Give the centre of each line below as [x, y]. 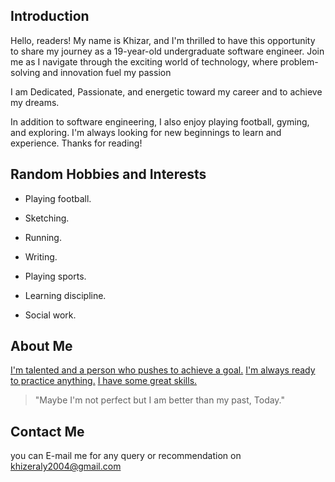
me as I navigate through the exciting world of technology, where [144, 61]
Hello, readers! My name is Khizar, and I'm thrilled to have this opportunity [163, 40]
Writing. [41, 256]
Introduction [50, 16]
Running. [43, 237]
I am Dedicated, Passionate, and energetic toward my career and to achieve [166, 91]
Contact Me [47, 431]
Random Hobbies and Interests [108, 174]
